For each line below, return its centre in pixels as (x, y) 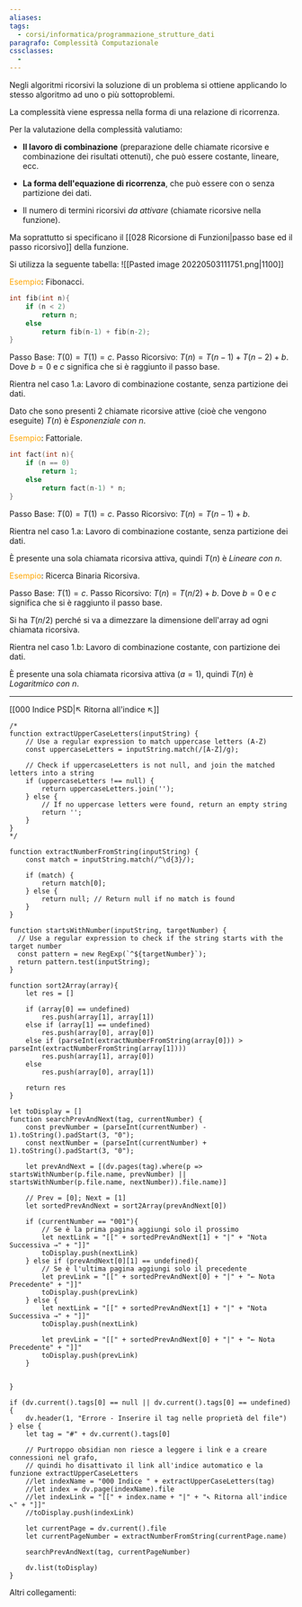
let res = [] (50, 993)
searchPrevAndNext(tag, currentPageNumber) (108, 1552)
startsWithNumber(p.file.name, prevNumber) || (98, 1174)
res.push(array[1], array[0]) (98, 1056)
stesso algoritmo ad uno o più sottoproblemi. (92, 94)
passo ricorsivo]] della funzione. (69, 247)
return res (46, 1088)
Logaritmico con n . (44, 683)
